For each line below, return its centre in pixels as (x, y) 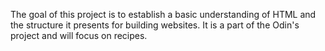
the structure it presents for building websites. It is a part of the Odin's (155, 25)
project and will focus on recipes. (79, 35)
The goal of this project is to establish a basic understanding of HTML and (163, 14)
